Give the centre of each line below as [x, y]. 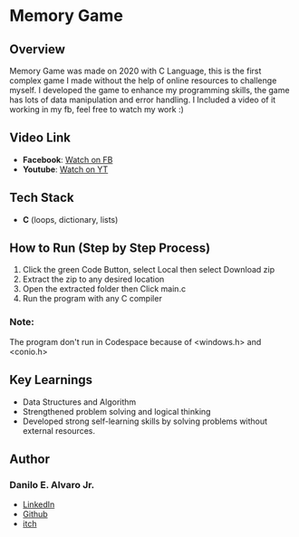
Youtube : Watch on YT [65, 169]
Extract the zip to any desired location [93, 279]
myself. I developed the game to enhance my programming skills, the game [149, 90]
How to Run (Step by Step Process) [110, 249]
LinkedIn [39, 504]
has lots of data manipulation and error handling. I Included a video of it [143, 100]
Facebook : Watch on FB [68, 159]
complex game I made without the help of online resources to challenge [143, 81]
